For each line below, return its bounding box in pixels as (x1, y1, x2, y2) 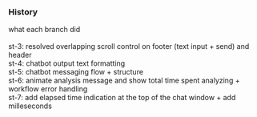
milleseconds (8, 101, 52, 111)
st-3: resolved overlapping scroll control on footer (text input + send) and (8, 42, 250, 51)
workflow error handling (8, 84, 88, 94)
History (8, 6, 38, 18)
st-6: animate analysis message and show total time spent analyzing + (8, 75, 240, 86)
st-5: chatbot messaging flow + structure (8, 67, 144, 77)
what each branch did (8, 25, 81, 34)
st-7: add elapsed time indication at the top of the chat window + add (8, 93, 236, 103)
